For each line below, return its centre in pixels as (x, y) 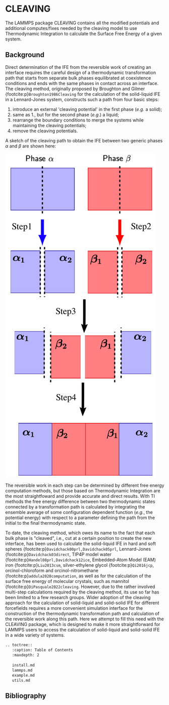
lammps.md (22, 670)
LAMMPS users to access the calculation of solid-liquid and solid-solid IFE (82, 630)
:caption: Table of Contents (42, 650)
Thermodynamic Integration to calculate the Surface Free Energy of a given (84, 33)
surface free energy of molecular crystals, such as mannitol (67, 581)
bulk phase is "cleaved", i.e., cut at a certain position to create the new (78, 538)
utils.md (21, 680)
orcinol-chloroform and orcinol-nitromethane (52, 570)
